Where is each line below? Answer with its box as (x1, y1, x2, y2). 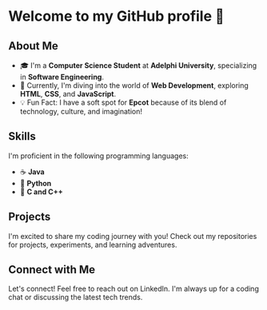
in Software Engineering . (19, 72, 105, 81)
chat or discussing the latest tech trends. (8, 292, 143, 302)
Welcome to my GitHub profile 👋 (8, 7, 225, 26)
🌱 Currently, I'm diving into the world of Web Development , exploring (19, 81, 249, 90)
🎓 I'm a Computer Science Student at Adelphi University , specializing (19, 61, 257, 70)
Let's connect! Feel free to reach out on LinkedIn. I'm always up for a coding (8, 284, 260, 294)
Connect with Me (8, 263, 96, 276)
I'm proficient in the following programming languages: (8, 151, 189, 161)
